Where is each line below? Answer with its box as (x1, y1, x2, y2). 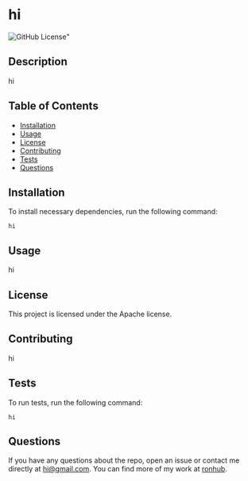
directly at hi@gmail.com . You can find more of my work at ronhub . (8, 464, 228, 474)
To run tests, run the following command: (8, 397, 143, 407)
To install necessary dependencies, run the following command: (8, 207, 218, 217)
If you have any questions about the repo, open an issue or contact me (8, 456, 240, 465)
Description (8, 55, 68, 68)
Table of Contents (8, 100, 99, 113)
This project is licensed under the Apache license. (8, 309, 172, 319)
